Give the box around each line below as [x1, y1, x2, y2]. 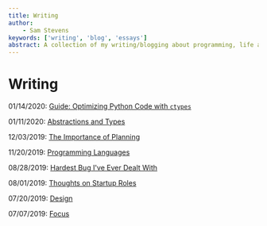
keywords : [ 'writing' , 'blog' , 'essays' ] [8, 33, 148, 42]
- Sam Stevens [22, 26, 69, 34]
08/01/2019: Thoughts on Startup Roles [8, 178, 137, 188]
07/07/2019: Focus [8, 209, 70, 219]
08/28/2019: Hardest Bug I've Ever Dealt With [8, 163, 157, 173]
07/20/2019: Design [8, 193, 73, 203]
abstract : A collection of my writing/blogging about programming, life [8, 41, 254, 49]
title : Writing [8, 11, 59, 20]
